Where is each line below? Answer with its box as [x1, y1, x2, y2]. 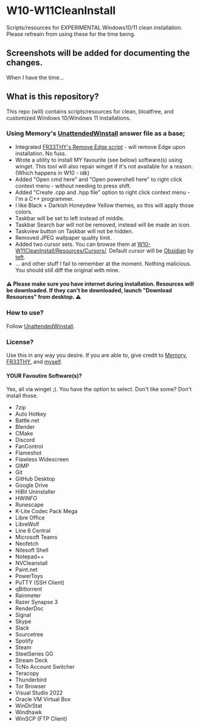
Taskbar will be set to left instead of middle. [15, 214, 125, 222]
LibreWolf [15, 521, 40, 528]
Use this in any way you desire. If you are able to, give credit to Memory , [6, 351, 187, 359]
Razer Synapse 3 [15, 599, 58, 606]
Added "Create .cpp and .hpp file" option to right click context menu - [15, 189, 190, 196]
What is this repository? [6, 92, 99, 102]
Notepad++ [15, 553, 44, 560]
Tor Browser [15, 683, 46, 690]
